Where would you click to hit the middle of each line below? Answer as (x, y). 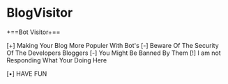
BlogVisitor (40, 13)
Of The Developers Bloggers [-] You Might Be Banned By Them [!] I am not (114, 53)
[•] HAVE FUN (27, 74)
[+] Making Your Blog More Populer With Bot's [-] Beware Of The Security (113, 45)
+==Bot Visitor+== (33, 32)
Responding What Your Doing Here (57, 60)
